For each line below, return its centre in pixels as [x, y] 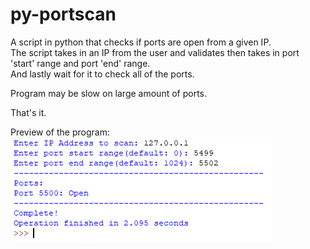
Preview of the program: [60, 132]
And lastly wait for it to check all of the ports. [102, 74]
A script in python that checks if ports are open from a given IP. [141, 42]
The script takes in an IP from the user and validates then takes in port [155, 52]
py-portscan [63, 14]
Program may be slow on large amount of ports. [109, 93]
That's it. [28, 112]
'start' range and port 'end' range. [80, 63]
